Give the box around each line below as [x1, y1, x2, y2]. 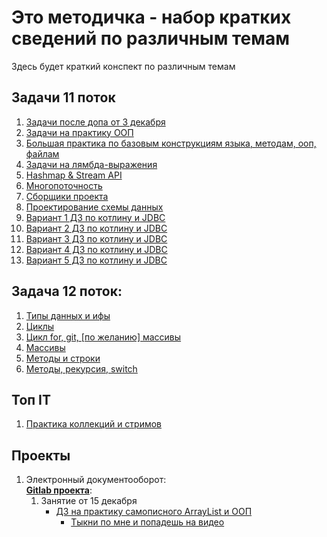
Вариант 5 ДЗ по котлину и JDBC [25, 254, 168, 266]
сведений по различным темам [11, 27, 291, 50]
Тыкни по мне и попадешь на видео [70, 516, 225, 528]
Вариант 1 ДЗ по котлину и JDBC [25, 211, 166, 223]
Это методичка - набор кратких [11, 6, 292, 29]
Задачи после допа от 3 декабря [25, 116, 166, 128]
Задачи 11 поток [11, 89, 116, 106]
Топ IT [11, 391, 52, 408]
